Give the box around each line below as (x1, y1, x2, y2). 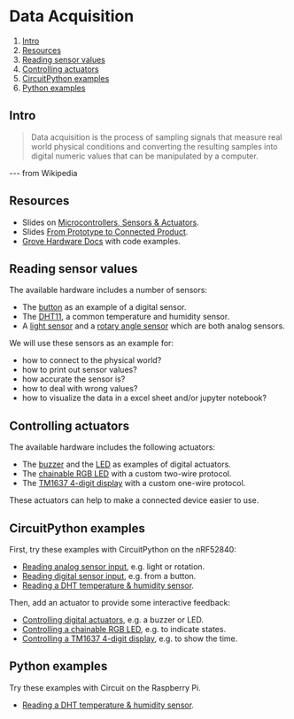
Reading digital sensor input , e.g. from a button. (21, 571, 197, 581)
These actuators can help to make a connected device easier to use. (9, 495, 259, 506)
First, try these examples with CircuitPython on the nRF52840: (9, 545, 236, 554)
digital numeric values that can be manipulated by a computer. (30, 151, 259, 161)
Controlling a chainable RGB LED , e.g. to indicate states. (21, 624, 227, 634)
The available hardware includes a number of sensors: (9, 285, 208, 296)
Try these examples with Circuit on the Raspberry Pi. (9, 682, 201, 692)
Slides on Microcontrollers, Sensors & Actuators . (21, 217, 199, 228)
